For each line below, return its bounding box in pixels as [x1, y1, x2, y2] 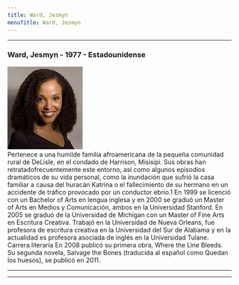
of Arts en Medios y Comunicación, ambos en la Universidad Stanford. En [7, 203, 223, 211]
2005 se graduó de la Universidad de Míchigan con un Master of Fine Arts [7, 210, 225, 219]
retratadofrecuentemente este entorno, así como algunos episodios [7, 165, 206, 173]
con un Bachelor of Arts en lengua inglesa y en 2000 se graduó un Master [7, 195, 225, 204]
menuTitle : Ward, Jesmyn [7, 18, 81, 26]
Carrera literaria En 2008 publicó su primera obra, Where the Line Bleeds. [7, 240, 223, 249]
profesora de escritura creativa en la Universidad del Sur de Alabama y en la [7, 225, 231, 234]
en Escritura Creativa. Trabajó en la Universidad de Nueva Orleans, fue [7, 217, 215, 227]
